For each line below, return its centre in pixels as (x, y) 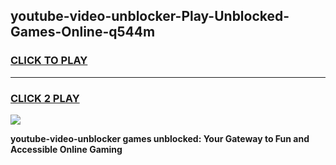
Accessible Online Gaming (66, 149)
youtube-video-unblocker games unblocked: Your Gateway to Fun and (160, 138)
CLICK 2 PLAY (45, 98)
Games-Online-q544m (83, 32)
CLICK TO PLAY (49, 61)
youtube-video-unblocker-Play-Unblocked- (150, 16)
